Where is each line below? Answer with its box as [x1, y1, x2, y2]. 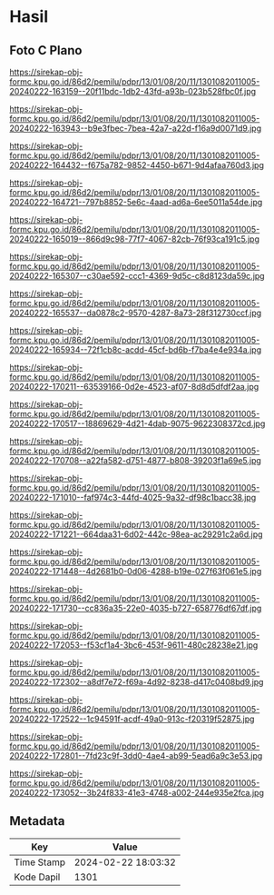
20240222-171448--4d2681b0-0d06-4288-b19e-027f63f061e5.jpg [9, 566, 262, 576]
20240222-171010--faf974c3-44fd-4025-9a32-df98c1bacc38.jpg [9, 492, 257, 502]
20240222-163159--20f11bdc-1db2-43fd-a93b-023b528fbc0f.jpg [9, 86, 257, 96]
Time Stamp [14, 856, 66, 869]
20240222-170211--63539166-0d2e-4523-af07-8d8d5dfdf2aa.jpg [9, 382, 259, 392]
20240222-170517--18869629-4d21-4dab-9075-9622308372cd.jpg [9, 418, 266, 429]
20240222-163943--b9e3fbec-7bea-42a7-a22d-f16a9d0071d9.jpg [9, 123, 262, 134]
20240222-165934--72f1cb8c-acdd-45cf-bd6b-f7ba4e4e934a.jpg [9, 344, 262, 355]
